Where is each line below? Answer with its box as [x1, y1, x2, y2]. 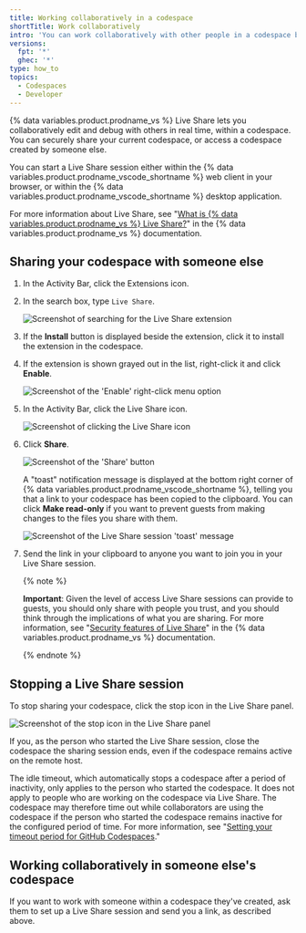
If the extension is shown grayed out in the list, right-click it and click [22, 358, 280, 369]
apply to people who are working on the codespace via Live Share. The [9, 793, 277, 803]
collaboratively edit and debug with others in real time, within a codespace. [9, 124, 291, 135]
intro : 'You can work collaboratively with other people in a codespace [9, 30, 291, 39]
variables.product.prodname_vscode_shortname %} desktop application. [9, 191, 282, 202]
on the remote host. [9, 755, 84, 766]
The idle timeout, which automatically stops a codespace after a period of [9, 772, 286, 784]
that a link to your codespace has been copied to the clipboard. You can [22, 493, 293, 504]
